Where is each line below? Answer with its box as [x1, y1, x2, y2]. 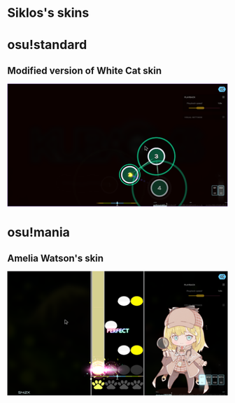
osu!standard [7, 37, 87, 53]
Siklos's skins [7, 5, 90, 21]
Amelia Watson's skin [7, 252, 104, 264]
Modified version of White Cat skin [7, 64, 162, 76]
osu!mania [7, 225, 70, 241]
